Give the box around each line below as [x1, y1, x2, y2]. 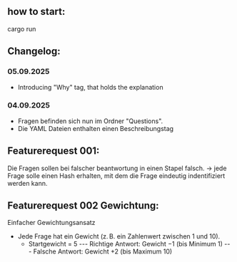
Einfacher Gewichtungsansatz [7, 219, 96, 227]
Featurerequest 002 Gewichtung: [7, 199, 159, 211]
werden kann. [7, 179, 48, 187]
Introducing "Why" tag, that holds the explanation [17, 83, 163, 91]
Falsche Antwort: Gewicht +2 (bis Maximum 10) [33, 247, 173, 256]
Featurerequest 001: [7, 145, 100, 157]
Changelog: [7, 46, 61, 58]
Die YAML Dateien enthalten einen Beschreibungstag [17, 124, 173, 132]
